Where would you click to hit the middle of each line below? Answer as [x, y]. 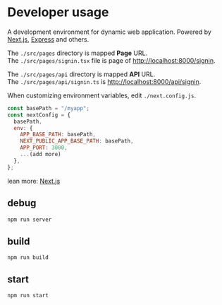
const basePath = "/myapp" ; [49, 108]
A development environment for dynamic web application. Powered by [109, 32]
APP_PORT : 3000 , [44, 148]
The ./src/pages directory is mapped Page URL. [78, 53]
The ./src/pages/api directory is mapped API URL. [81, 74]
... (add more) [41, 155]
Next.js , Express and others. [48, 39]
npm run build [28, 258]
